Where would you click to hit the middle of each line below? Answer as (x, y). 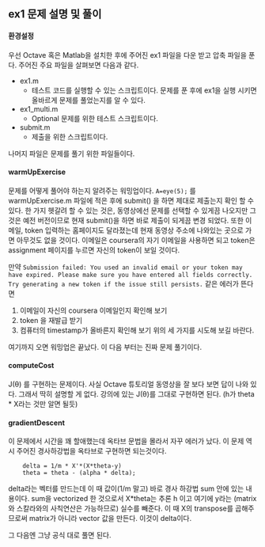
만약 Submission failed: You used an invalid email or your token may (125, 267)
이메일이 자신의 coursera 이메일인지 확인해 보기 (93, 310)
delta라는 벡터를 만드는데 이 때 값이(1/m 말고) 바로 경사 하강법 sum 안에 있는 (126, 488)
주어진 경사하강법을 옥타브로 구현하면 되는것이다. (91, 451)
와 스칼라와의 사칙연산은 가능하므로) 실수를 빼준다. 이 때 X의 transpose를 (121, 508)
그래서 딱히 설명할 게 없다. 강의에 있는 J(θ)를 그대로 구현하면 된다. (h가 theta (136, 394)
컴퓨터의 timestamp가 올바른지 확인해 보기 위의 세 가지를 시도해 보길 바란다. (137, 330)
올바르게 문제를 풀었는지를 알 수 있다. (89, 100)
